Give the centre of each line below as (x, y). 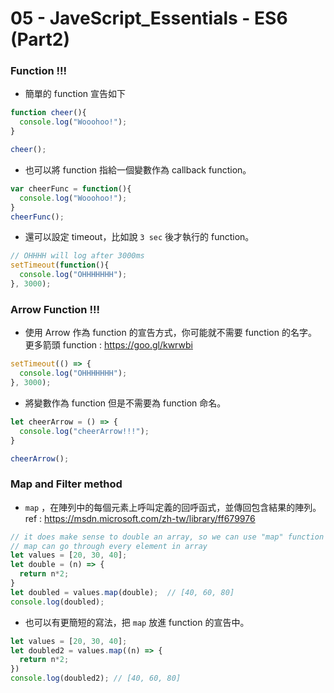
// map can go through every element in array (109, 546)
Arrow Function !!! (55, 309)
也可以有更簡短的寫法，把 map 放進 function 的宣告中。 (137, 622)
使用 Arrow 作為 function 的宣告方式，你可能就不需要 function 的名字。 (170, 333)
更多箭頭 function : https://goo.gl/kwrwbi (108, 345)
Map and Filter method (66, 484)
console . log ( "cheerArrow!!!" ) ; (84, 431)
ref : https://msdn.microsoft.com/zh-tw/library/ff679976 (140, 518)
